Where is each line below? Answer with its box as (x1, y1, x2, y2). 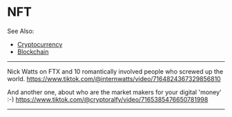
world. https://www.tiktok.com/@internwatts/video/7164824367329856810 (7, 74, 221, 83)
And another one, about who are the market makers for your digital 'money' (7, 87, 222, 96)
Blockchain (17, 47, 49, 56)
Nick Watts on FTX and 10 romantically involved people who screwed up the (7, 67, 224, 76)
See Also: (7, 27, 35, 35)
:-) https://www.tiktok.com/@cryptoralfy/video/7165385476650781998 (7, 95, 209, 103)
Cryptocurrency (17, 40, 63, 48)
